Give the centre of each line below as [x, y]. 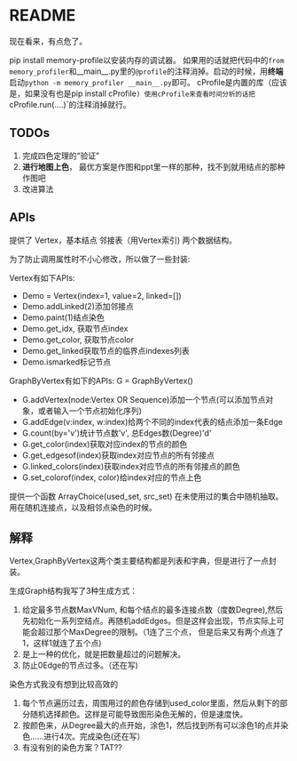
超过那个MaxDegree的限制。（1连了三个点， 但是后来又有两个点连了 [160, 632]
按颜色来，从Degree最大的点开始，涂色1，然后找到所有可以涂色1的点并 [151, 725]
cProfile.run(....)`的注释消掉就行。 [70, 104]
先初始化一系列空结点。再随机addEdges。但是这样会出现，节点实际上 [149, 621]
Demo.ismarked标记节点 [66, 362]
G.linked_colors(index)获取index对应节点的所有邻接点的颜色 [131, 466]
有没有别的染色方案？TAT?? [72, 748]
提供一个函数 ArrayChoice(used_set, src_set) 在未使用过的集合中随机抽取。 [146, 496]
